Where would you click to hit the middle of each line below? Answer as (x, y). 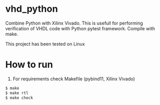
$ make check (19, 98)
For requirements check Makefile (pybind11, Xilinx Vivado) (74, 79)
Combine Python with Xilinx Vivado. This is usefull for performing (74, 23)
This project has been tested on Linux (45, 44)
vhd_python (32, 9)
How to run (29, 65)
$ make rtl (17, 93)
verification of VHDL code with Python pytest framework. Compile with (80, 28)
